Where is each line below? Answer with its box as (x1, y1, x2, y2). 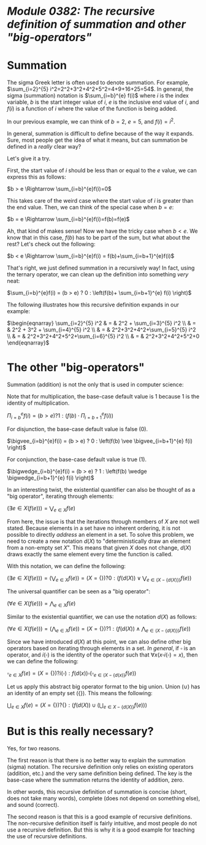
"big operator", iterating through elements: (7, 493, 114, 500)
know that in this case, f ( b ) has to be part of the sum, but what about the (7, 233, 191, 241)
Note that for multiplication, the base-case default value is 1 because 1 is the (7, 392, 200, 400)
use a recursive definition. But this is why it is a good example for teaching (7, 826, 195, 833)
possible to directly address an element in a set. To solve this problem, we (7, 531, 194, 538)
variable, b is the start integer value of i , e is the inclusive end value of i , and (7, 98, 199, 106)
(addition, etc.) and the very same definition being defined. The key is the (7, 769, 193, 777)
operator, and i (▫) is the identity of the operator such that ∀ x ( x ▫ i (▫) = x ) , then (7, 651, 198, 658)
